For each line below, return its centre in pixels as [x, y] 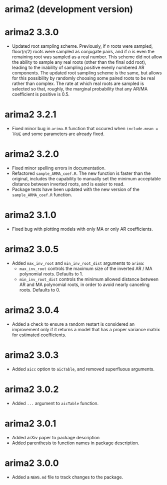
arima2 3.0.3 [32, 355]
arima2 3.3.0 [32, 32]
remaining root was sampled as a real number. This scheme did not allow [87, 57]
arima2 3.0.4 [32, 310]
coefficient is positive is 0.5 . [41, 94]
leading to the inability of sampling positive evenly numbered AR [78, 68]
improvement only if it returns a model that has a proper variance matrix [86, 329]
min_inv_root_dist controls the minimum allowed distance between [89, 279]
